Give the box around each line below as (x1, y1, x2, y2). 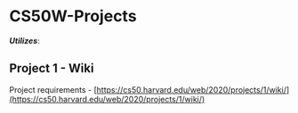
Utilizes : (9, 35, 40, 46)
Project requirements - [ (9, 84, 98, 94)
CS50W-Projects (9, 6, 137, 26)
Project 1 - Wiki (9, 61, 94, 76)
